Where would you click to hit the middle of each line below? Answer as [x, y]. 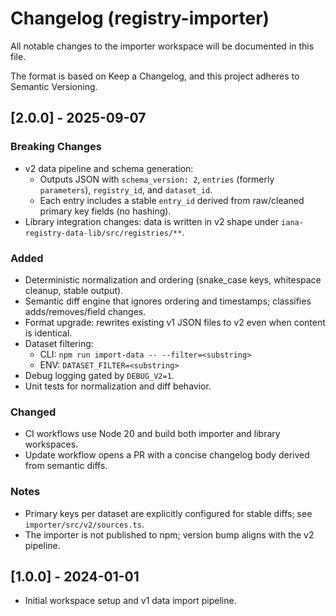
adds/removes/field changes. [85, 311]
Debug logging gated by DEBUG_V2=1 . [99, 375]
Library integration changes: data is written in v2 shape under [152, 221]
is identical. [48, 333]
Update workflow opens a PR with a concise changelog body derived [167, 455]
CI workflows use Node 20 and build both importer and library [152, 434]
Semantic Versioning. [54, 86]
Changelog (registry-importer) [140, 18]
